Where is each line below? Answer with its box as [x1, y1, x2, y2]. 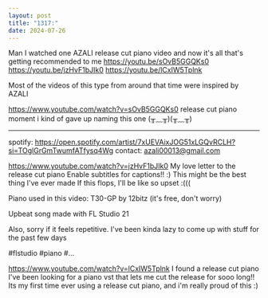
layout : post [8, 11, 52, 20]
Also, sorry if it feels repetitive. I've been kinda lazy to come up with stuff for [8, 225, 259, 234]
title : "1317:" [8, 19, 59, 27]
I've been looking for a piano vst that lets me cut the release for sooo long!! [8, 273, 255, 282]
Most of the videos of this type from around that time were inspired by [8, 80, 239, 90]
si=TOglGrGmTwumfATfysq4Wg [8, 146, 114, 155]
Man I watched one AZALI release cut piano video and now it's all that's [8, 49, 243, 58]
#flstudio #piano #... [8, 249, 75, 258]
